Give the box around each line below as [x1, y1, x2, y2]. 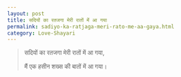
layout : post [7, 10, 45, 17]
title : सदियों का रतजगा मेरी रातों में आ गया [7, 17, 107, 24]
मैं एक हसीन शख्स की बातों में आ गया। [23, 62, 107, 71]
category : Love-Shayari [7, 29, 76, 37]
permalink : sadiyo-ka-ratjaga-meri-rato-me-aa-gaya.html [7, 23, 175, 30]
